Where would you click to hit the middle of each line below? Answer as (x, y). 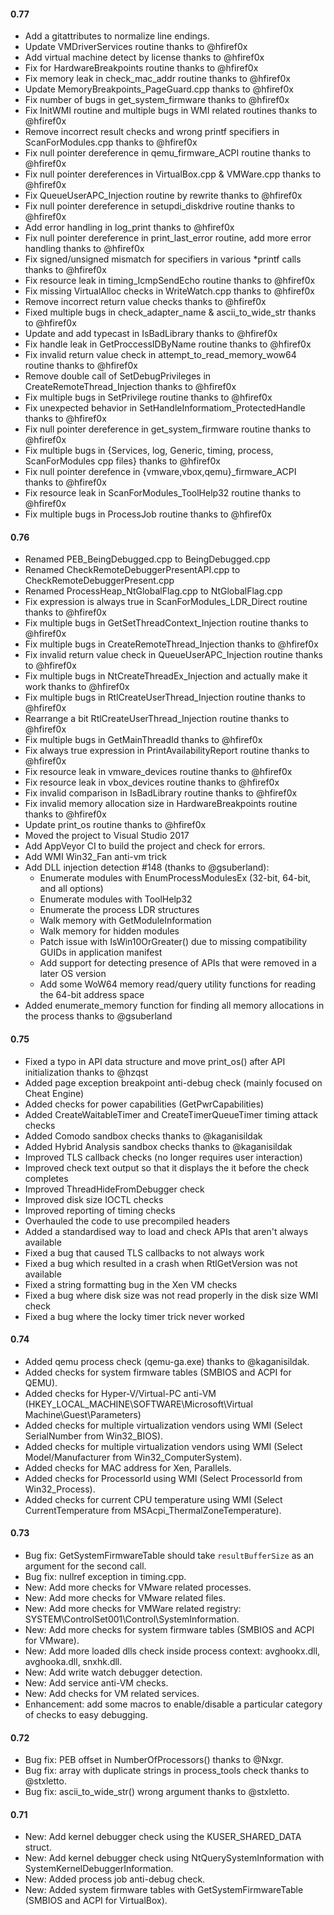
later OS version (73, 974)
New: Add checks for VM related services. (112, 1694)
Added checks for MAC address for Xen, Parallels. (128, 1467)
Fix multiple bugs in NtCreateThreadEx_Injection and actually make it (166, 676)
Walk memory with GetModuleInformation (125, 921)
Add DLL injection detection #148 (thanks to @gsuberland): (147, 867)
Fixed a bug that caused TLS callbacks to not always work (144, 1252)
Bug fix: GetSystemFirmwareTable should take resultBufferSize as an (169, 1556)
